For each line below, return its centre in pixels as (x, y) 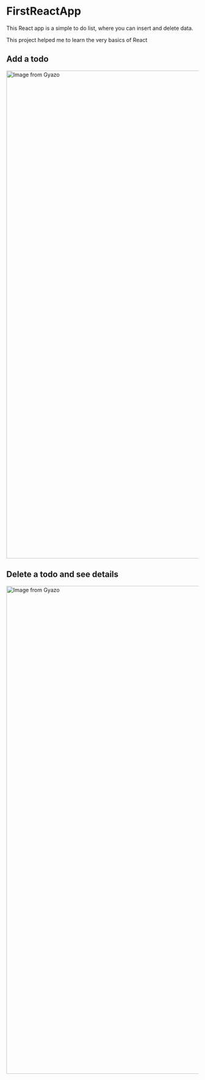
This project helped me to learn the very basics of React (77, 40)
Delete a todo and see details (63, 574)
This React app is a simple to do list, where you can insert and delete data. (100, 28)
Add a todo (27, 59)
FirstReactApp (44, 11)
